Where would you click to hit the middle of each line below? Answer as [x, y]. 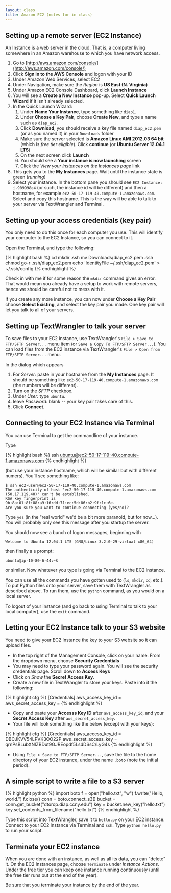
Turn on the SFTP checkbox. [43, 391]
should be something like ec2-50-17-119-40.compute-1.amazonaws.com [85, 380]
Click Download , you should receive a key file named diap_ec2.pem [91, 128]
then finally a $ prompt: [29, 551]
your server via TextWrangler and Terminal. [58, 204]
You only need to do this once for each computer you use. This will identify [84, 232]
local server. [18, 596]
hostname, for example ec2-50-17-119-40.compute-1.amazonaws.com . [84, 193]
